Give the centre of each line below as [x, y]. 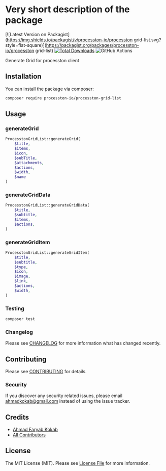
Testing [15, 308]
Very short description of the [68, 9]
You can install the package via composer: [49, 89]
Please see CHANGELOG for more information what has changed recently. [83, 343]
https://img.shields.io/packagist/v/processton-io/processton [70, 40]
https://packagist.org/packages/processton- [93, 45]
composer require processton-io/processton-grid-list [63, 98]
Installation [23, 77]
